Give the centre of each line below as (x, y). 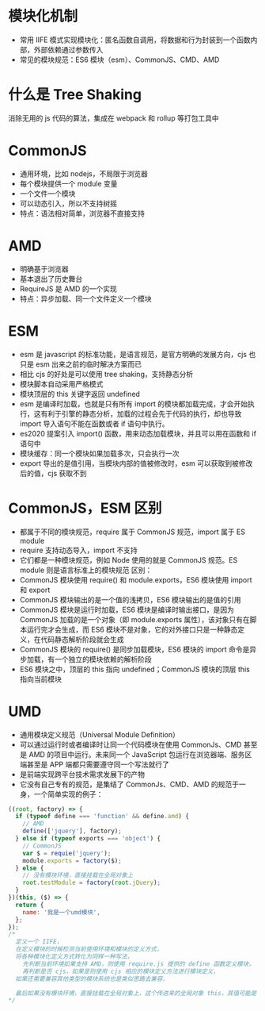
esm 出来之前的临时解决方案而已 (89, 364)
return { (30, 905)
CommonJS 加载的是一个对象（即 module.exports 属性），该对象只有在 (135, 619)
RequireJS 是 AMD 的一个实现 (68, 288)
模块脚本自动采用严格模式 (61, 384)
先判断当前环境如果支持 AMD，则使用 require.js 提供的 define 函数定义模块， (138, 964)
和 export (35, 590)
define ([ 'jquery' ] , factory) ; (72, 831)
